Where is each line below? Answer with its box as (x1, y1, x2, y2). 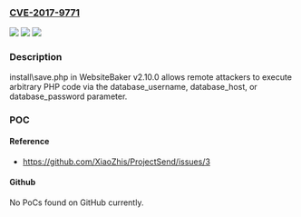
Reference (9, 136, 50, 147)
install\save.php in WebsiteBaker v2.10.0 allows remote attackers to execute (9, 71, 293, 83)
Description (9, 51, 63, 64)
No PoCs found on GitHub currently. (9, 197, 144, 208)
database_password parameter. (9, 91, 128, 102)
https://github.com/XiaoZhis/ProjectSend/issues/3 (22, 156, 211, 167)
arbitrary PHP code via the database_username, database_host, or (9, 81, 258, 92)
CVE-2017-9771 (9, 6, 80, 19)
